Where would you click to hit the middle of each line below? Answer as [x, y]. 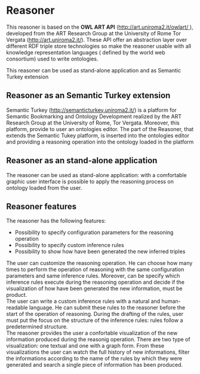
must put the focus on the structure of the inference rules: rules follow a [95, 320]
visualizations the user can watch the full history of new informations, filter [98, 352]
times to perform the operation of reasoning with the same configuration [95, 269]
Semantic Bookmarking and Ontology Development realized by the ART [94, 116]
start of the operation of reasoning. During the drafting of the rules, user [95, 314]
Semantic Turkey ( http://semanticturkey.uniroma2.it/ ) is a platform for [92, 110]
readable [17, 308]
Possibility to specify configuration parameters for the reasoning [94, 232]
